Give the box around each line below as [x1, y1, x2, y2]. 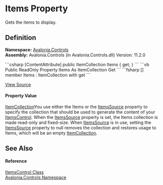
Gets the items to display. [5, 19, 57, 25]
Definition [5, 34, 36, 42]
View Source [5, 81, 31, 87]
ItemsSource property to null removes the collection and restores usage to [5, 124, 157, 131]
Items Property [5, 3, 68, 14]
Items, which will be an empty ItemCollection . [5, 130, 98, 136]
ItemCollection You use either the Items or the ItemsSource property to [5, 104, 148, 110]
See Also [5, 144, 33, 153]
